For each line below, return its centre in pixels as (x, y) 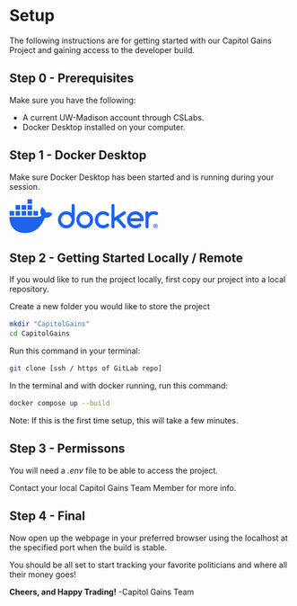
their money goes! (43, 574)
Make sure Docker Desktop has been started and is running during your (142, 177)
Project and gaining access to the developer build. (102, 49)
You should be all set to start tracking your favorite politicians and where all (148, 565)
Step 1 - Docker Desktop (78, 155)
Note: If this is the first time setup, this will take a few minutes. (124, 420)
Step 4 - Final (47, 517)
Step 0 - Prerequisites (72, 79)
